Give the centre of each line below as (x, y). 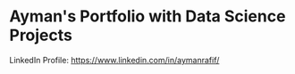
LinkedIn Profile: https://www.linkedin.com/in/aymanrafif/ (114, 60)
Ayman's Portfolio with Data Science (147, 16)
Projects (41, 35)
